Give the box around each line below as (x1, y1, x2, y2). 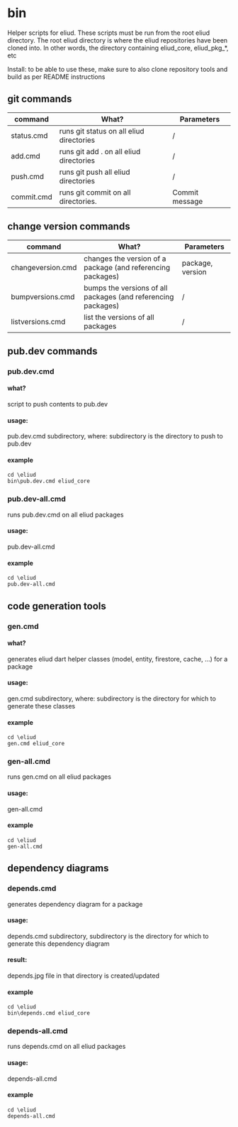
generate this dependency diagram (7, 939, 110, 948)
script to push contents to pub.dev (7, 400, 108, 409)
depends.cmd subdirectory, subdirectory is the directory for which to (7, 932, 209, 940)
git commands (7, 93, 72, 105)
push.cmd (11, 171, 45, 181)
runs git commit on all (59, 187, 131, 197)
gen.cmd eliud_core (7, 740, 65, 748)
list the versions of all (84, 312, 154, 322)
